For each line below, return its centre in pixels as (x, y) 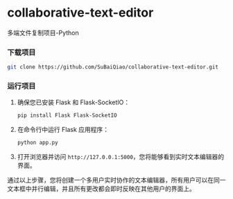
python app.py (37, 143)
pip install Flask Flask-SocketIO (67, 115)
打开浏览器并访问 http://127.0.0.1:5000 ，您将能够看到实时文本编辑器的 (121, 157)
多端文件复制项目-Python (43, 32)
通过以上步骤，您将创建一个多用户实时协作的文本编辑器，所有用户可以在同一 (116, 180)
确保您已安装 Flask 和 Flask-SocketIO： (74, 102)
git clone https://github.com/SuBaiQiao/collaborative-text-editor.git (113, 67)
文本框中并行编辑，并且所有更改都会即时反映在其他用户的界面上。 (101, 189)
